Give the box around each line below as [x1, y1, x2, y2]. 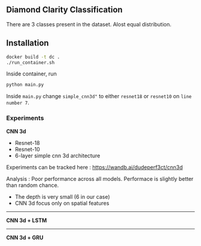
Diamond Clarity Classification [6, 5, 123, 15]
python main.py [6, 82, 44, 88]
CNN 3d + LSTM [6, 217, 47, 224]
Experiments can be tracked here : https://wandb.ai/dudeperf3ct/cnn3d [6, 163, 183, 171]
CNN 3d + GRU [6, 233, 44, 241]
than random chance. [6, 181, 59, 189]
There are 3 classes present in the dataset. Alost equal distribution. [6, 20, 172, 28]
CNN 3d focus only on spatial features [14, 199, 109, 206]
